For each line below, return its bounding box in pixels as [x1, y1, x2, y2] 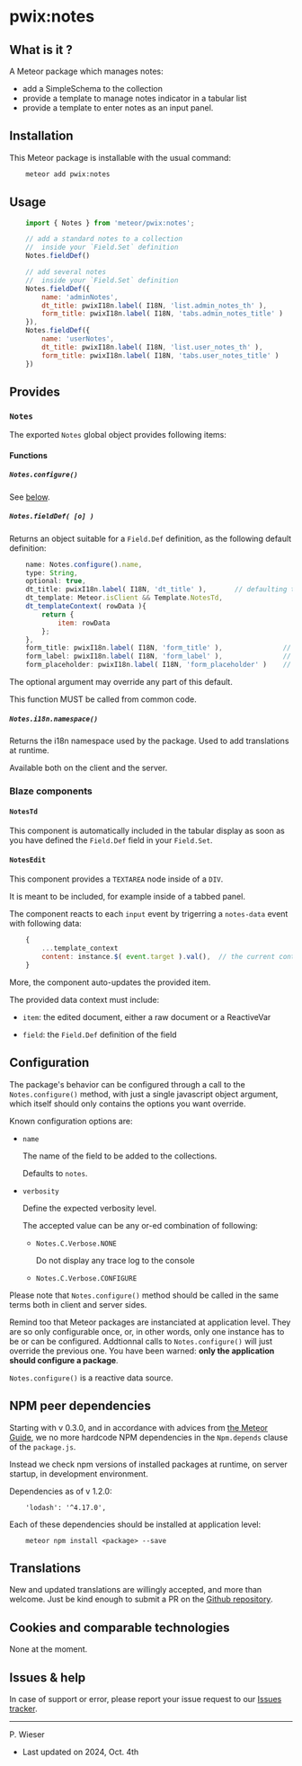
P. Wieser [9, 1728, 45, 1740]
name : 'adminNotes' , [41, 292, 119, 302]
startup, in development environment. [9, 1468, 148, 1479]
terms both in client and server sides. [9, 1299, 147, 1309]
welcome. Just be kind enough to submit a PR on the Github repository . [9, 1593, 273, 1605]
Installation [9, 129, 74, 144]
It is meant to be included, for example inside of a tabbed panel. [9, 892, 245, 902]
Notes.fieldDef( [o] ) [9, 512, 94, 521]
